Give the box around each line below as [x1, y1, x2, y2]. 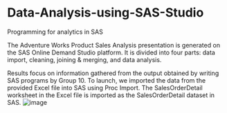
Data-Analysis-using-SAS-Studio [7, 5, 204, 21]
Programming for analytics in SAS [7, 28, 104, 36]
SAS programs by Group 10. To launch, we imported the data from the [7, 76, 206, 84]
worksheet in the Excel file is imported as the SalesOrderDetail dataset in [7, 91, 215, 99]
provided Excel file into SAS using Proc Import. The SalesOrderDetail [7, 83, 203, 92]
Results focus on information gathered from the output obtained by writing [7, 69, 219, 77]
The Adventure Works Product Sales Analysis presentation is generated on [7, 41, 220, 49]
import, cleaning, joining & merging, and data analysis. [7, 55, 162, 63]
